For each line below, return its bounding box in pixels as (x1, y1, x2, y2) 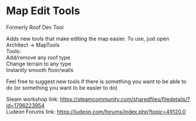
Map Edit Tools (6, 4, 80, 18)
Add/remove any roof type (6, 54, 71, 61)
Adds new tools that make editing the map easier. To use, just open (6, 35, 169, 42)
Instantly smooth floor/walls (6, 66, 74, 73)
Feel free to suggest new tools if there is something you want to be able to (6, 78, 187, 85)
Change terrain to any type (6, 60, 72, 67)
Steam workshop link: (6, 96, 59, 103)
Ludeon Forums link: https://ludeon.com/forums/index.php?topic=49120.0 (6, 108, 186, 115)
